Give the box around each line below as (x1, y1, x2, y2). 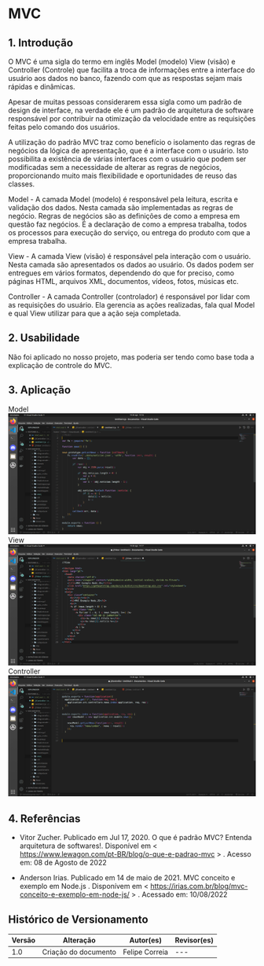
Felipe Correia (123, 947, 169, 957)
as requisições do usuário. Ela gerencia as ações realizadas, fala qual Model (8, 300, 255, 309)
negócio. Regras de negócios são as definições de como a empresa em (8, 212, 240, 220)
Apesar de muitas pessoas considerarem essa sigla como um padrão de (8, 98, 242, 106)
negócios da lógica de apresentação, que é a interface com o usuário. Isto (8, 146, 249, 155)
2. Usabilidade (8, 331, 80, 345)
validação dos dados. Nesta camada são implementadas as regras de (8, 203, 233, 212)
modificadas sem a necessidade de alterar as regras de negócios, (8, 163, 222, 171)
